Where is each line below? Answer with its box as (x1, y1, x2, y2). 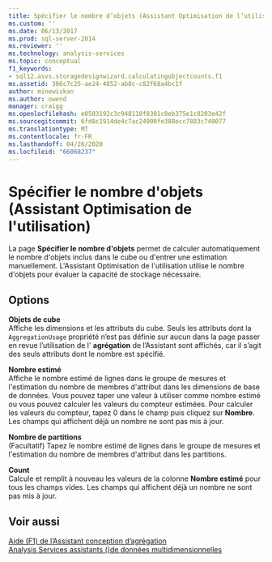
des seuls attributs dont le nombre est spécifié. (8, 350, 166, 359)
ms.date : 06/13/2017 (8, 27, 79, 35)
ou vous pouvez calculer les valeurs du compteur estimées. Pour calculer (8, 399, 253, 410)
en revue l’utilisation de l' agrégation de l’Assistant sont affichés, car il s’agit (8, 341, 261, 350)
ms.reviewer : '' (8, 42, 63, 50)
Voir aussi (8, 514, 60, 528)
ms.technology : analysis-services (8, 49, 125, 58)
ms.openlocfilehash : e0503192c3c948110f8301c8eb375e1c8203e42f (8, 110, 227, 118)
